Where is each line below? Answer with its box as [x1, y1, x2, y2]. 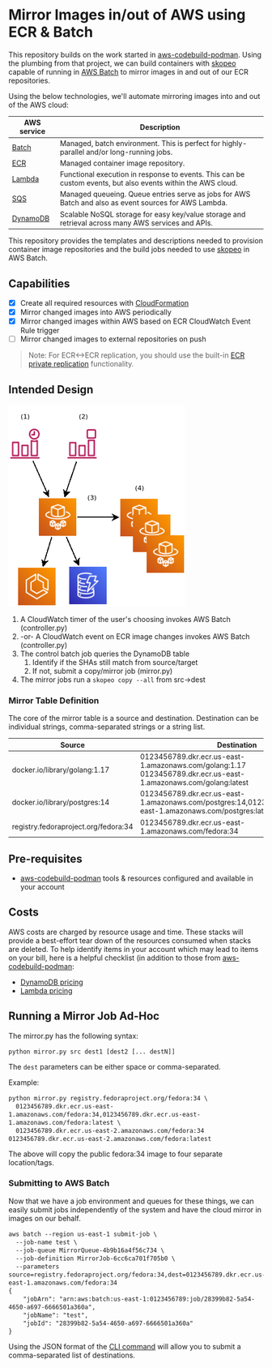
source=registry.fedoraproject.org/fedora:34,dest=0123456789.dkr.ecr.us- [8, 1271, 266, 1279]
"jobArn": [23, 1295, 57, 1303]
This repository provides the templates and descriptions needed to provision [8, 236, 263, 246]
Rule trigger [19, 326, 60, 336]
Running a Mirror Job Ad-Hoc [8, 1010, 160, 1023]
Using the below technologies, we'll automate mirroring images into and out [8, 91, 261, 101]
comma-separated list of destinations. [8, 1350, 136, 1360]
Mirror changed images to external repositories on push [19, 334, 206, 344]
